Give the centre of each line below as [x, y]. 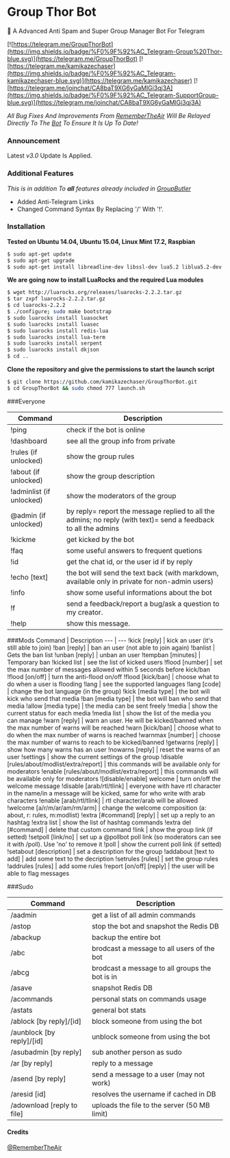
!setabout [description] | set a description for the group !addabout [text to [111, 851]
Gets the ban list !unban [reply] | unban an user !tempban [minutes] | [104, 654]
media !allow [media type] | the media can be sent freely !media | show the [112, 706]
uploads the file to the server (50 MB [151, 1105]
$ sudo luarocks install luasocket [58, 318]
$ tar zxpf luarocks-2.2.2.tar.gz [56, 299]
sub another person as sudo [137, 1052]
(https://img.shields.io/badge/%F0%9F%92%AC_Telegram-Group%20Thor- [115, 51]
